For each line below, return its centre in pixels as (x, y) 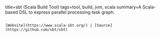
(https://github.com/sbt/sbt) (37, 30)
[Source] (103, 25)
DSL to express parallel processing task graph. (67, 12)
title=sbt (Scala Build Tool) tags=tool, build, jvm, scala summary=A (73, 7)
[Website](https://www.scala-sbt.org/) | (49, 25)
